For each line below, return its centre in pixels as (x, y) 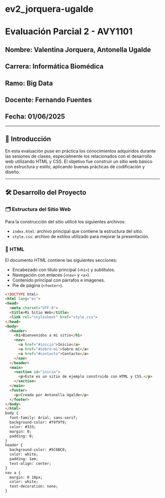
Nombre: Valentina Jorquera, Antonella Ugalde (78, 49)
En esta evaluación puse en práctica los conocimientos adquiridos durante (81, 151)
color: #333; (23, 427)
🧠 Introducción (28, 139)
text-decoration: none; (34, 486)
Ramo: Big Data (29, 83)
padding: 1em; (24, 459)
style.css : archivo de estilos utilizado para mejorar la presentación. (81, 237)
